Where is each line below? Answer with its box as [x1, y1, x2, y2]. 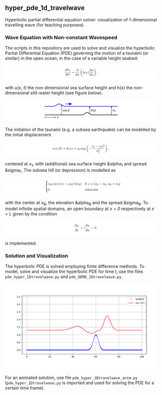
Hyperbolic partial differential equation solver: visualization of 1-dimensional [5, 16, 157, 22]
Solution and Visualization [5, 252, 68, 259]
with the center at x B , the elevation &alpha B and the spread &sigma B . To [5, 199, 148, 207]
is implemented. [5, 240, 37, 247]
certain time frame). [5, 385, 45, 391]
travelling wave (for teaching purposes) [5, 22, 84, 28]
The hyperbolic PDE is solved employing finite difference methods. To [5, 263, 145, 269]
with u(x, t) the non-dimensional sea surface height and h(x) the [5, 84, 133, 90]
